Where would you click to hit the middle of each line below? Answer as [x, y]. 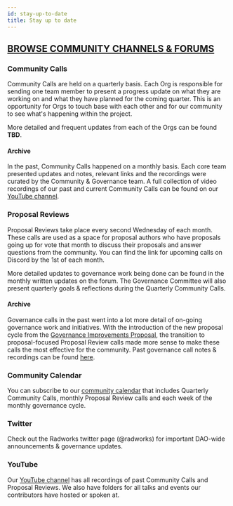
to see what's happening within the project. [70, 114]
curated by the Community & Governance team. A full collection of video [112, 181]
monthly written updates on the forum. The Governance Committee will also [117, 281]
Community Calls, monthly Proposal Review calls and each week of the [110, 398]
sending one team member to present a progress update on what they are [114, 91]
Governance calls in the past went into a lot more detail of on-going [105, 319]
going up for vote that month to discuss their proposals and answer [105, 245]
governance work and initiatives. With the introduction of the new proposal [115, 327]
